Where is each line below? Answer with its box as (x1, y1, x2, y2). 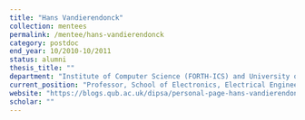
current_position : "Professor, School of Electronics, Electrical (9, 80, 266, 89)
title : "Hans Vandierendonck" (9, 13, 124, 23)
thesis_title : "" (9, 64, 75, 73)
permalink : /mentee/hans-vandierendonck (9, 30, 165, 39)
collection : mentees (9, 22, 88, 31)
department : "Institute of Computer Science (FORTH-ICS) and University (9, 72, 290, 81)
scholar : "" (9, 97, 54, 106)
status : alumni (9, 55, 67, 64)
